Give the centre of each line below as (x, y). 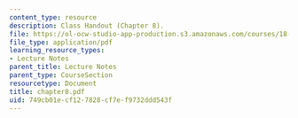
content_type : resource (53, 17)
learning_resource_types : (57, 51)
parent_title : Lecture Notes (63, 67)
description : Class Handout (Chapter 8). (87, 26)
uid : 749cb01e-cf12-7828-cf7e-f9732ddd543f (91, 100)
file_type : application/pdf (61, 42)
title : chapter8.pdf (47, 91)
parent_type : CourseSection (61, 75)
